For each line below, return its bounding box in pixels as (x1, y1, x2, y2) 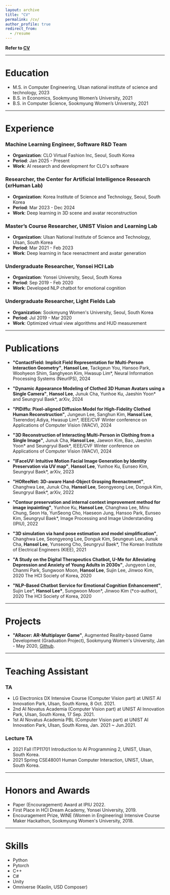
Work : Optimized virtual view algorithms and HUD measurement (12, 320, 147, 326)
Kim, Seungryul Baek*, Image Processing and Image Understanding (12, 515, 153, 521)
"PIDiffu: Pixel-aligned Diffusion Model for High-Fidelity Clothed (12, 406, 151, 412)
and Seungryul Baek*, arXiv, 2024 (12, 396, 83, 402)
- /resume (10, 31, 30, 36)
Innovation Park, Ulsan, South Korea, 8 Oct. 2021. (12, 700, 116, 706)
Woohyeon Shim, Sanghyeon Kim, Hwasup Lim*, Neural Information (12, 370, 153, 376)
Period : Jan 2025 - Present (12, 158, 70, 164)
